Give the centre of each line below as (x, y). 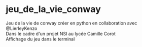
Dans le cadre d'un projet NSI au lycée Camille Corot (61, 33)
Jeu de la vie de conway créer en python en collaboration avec (72, 23)
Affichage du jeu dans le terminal (40, 39)
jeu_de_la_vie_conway (53, 9)
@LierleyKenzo (22, 28)
